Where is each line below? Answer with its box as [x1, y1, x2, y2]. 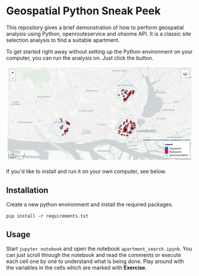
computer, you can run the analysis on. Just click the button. [6, 54, 154, 61]
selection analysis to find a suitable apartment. [6, 36, 120, 43]
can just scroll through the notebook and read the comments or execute [6, 251, 182, 258]
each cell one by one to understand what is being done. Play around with [6, 258, 184, 265]
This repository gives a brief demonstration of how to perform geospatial [6, 24, 184, 31]
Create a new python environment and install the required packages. [6, 201, 174, 208]
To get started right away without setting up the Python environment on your [6, 48, 193, 55]
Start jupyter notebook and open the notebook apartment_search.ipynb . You [6, 245, 192, 252]
